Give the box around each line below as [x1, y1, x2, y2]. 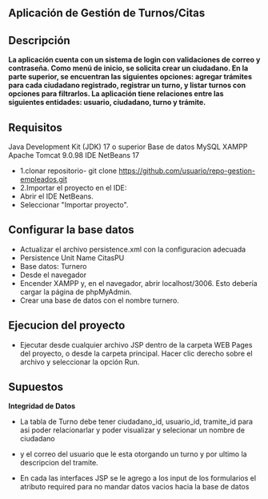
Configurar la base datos [8, 223, 134, 237]
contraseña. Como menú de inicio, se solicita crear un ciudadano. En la [8, 63, 249, 73]
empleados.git [19, 175, 68, 184]
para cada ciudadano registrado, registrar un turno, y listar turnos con [8, 80, 246, 91]
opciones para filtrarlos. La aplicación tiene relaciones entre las [8, 89, 224, 99]
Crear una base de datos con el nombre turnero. [19, 296, 180, 305]
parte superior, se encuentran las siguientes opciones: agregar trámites [8, 72, 253, 82]
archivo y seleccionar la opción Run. [19, 356, 140, 367]
